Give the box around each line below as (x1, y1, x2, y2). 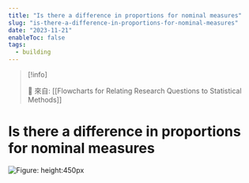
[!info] (27, 70, 47, 79)
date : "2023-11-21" (8, 26, 73, 34)
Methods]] (27, 95, 62, 104)
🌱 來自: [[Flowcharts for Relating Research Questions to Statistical (27, 86, 243, 95)
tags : (8, 41, 26, 49)
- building (15, 48, 51, 56)
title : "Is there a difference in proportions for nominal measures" (8, 11, 243, 20)
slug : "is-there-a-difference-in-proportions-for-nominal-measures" (8, 19, 239, 27)
